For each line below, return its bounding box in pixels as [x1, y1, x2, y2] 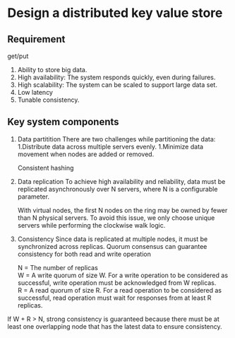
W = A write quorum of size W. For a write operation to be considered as [17, 271, 228, 279]
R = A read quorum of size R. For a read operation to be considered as [17, 286, 222, 294]
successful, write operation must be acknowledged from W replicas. [17, 278, 217, 287]
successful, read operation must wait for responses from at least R [17, 293, 212, 302]
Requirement [7, 33, 66, 45]
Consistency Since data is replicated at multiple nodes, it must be [17, 235, 208, 243]
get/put [7, 52, 29, 60]
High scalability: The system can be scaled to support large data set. [17, 81, 217, 89]
